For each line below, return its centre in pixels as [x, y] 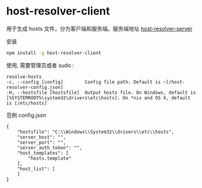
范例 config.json [26, 115]
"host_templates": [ [43, 153]
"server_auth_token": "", [50, 147]
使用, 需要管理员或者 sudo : [40, 65]
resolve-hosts [24, 77]
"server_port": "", [42, 142]
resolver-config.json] [35, 87]
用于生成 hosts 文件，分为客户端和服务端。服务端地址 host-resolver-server [99, 28]
